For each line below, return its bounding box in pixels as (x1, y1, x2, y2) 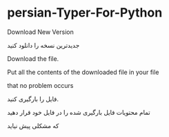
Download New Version (7, 28, 74, 36)
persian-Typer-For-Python (7, 5, 163, 21)
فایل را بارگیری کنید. (7, 95, 59, 103)
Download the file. (7, 54, 59, 63)
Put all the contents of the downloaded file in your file (7, 68, 159, 76)
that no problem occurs (7, 81, 74, 89)
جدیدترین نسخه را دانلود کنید (7, 41, 80, 49)
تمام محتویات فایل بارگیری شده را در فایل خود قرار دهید (7, 108, 150, 116)
